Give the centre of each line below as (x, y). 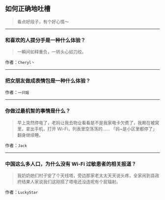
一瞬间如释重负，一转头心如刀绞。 (52, 52)
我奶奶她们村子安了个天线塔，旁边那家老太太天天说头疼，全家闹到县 (86, 175)
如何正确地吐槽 (28, 9)
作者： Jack (16, 145)
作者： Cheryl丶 (20, 62)
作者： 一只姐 (17, 92)
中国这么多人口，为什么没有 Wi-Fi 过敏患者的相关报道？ (71, 164)
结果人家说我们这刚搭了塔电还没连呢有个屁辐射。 (71, 182)
